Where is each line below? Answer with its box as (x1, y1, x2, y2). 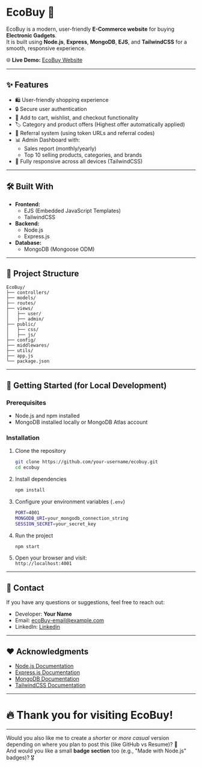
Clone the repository (14, 447, 66, 455)
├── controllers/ (6, 289, 50, 296)
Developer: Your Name (14, 610, 72, 617)
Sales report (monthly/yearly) (23, 145, 97, 152)
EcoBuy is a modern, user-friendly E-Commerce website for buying (6, 25, 175, 33)
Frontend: (14, 200, 40, 207)
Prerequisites (6, 398, 46, 406)
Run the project (14, 532, 54, 539)
